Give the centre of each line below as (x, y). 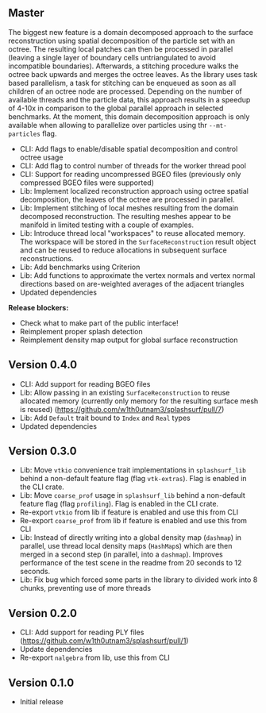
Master (27, 13)
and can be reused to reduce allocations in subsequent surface (123, 250)
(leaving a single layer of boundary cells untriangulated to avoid (112, 57)
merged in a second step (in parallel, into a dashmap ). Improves (121, 554)
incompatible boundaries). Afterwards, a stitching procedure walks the (123, 66)
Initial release (41, 702)
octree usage (41, 157)
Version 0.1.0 (41, 682)
